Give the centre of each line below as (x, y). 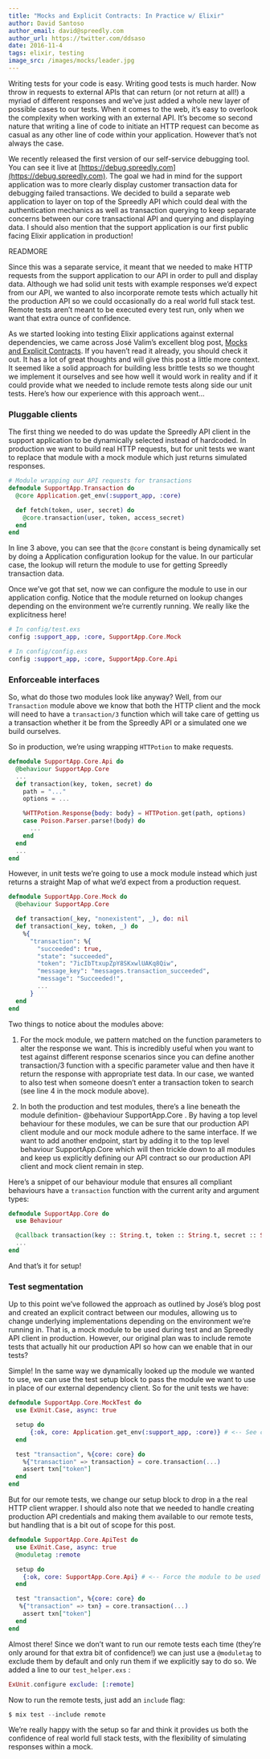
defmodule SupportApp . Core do (59, 1214)
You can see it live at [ (45, 167)
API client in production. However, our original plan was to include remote (130, 1339)
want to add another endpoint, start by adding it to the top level (125, 1140)
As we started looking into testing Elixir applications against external (121, 334)
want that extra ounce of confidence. (70, 318)
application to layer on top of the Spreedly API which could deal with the (128, 201)
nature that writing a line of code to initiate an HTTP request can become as (134, 126)
